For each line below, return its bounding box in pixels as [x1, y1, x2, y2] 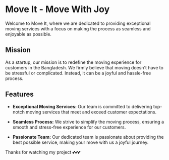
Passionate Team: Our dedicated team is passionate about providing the [12, 134, 164, 140]
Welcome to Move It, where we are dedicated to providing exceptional [5, 20, 151, 26]
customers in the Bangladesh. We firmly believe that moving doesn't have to [5, 64, 164, 70]
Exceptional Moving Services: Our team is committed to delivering [12, 103, 152, 109]
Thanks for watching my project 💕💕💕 [5, 149, 81, 155]
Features [5, 90, 34, 99]
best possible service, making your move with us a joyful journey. [12, 139, 149, 145]
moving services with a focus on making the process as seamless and [5, 25, 151, 31]
